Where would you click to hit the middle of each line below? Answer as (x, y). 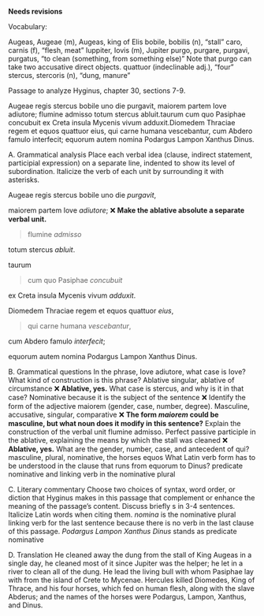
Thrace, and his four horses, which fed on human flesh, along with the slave (131, 588)
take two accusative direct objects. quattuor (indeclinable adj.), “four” (121, 67)
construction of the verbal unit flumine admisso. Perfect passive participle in (132, 432)
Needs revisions (35, 11)
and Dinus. (26, 605)
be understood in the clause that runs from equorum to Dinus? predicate (125, 466)
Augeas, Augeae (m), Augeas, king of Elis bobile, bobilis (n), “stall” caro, (125, 42)
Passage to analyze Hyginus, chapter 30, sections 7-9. (97, 91)
